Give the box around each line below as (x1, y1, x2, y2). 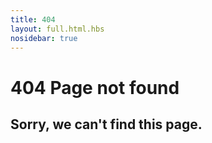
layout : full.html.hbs (10, 24, 105, 34)
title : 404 (10, 14, 56, 25)
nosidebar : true (10, 33, 78, 43)
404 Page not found (10, 76, 180, 99)
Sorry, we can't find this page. (10, 116, 203, 133)
